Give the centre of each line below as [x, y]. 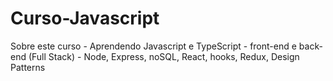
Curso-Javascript [85, 18]
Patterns [28, 67]
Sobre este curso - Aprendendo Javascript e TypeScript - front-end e [153, 46]
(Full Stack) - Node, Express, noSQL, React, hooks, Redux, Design [164, 56]
